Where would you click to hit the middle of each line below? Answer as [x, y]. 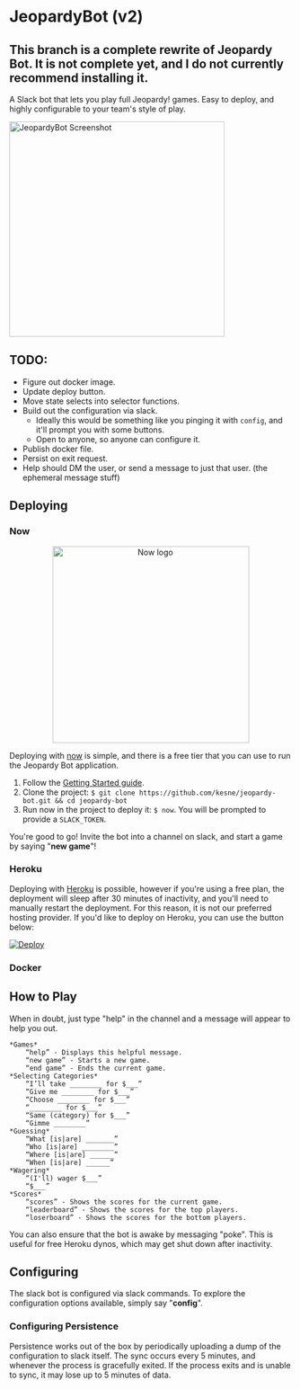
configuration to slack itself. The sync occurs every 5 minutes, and [132, 1356]
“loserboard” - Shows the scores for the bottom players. [136, 1217]
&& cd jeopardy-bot [91, 801]
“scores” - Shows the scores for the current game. [124, 1202]
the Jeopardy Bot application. [64, 765]
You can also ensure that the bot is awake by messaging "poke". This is [141, 1234]
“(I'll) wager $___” [64, 1178]
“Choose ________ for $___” [78, 1100]
